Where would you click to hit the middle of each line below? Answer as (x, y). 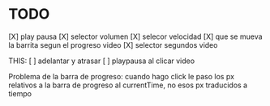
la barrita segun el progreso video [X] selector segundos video (113, 45)
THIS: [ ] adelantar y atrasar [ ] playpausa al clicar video (102, 61)
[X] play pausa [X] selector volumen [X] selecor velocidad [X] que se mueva (135, 36)
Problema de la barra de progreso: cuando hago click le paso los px (122, 76)
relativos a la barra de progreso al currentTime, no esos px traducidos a (128, 85)
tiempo (20, 93)
